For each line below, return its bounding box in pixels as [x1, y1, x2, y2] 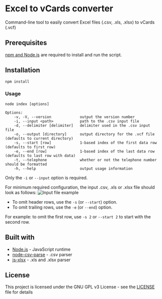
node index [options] [5, 101, 50, 106]
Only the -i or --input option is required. [5, 175, 88, 180]
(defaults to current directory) [5, 136, 74, 141]
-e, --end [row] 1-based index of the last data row [14, 149, 155, 154]
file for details [5, 289, 33, 295]
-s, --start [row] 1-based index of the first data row [14, 140, 157, 145]
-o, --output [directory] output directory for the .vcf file [14, 131, 155, 137]
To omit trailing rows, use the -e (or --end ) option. [12, 204, 113, 210]
